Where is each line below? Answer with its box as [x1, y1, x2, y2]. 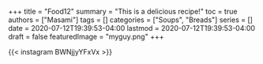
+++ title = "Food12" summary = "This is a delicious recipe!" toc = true [8, 7, 238, 16]
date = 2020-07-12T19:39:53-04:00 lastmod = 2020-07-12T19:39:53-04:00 [8, 24, 255, 32]
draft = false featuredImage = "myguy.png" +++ [8, 32, 164, 41]
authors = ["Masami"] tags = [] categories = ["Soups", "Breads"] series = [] [8, 15, 253, 24]
